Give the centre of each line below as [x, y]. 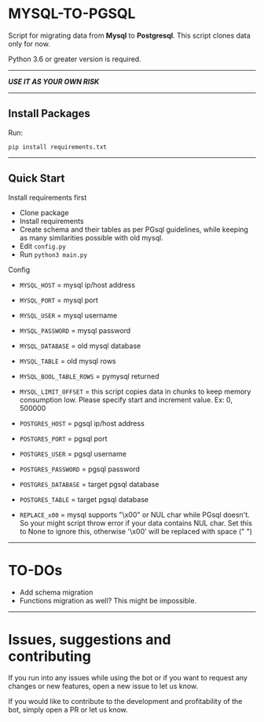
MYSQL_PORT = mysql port [59, 300]
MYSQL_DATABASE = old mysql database [80, 346]
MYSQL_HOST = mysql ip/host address [77, 284]
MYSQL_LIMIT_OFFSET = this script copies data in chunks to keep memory [135, 391]
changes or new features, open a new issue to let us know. [103, 686]
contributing [50, 656]
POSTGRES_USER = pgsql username [73, 453]
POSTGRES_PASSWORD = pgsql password [79, 469]
